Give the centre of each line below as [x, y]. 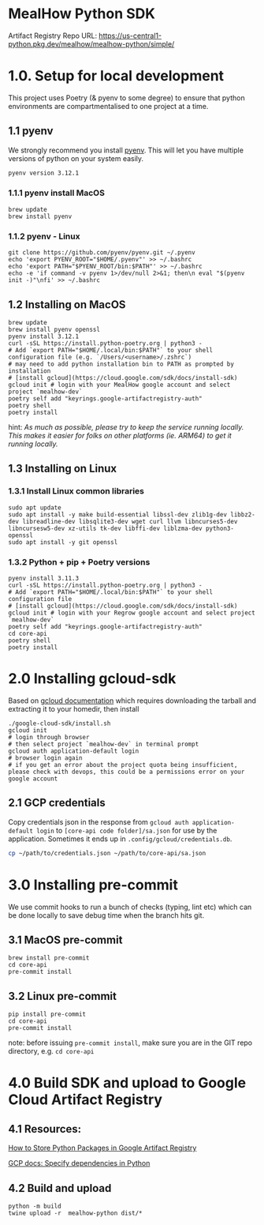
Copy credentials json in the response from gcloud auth [99, 821]
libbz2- [243, 514]
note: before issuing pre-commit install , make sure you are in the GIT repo [130, 1043]
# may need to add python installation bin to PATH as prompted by [121, 364]
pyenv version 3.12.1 [44, 173]
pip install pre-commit [47, 1015]
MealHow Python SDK [82, 14]
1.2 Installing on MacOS [67, 304]
